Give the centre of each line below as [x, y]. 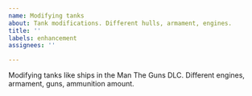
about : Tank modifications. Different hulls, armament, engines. [120, 23]
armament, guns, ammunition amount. [71, 84]
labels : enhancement [43, 38]
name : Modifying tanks [46, 16]
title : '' [25, 30]
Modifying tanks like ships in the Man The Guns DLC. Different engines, [127, 75]
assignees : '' [32, 46]
